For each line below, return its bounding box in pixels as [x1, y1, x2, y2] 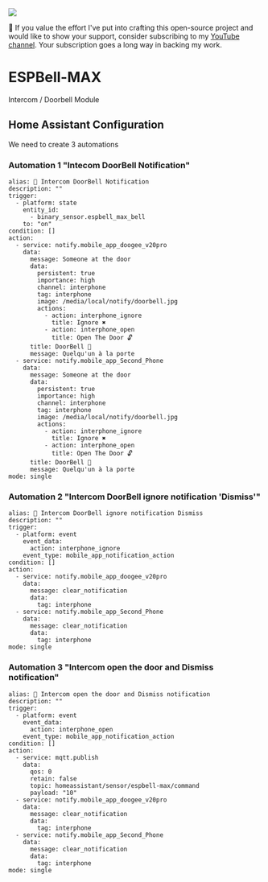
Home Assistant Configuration [8, 118, 165, 132]
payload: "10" [29, 789, 78, 797]
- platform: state [15, 199, 78, 208]
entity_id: [23, 206, 60, 214]
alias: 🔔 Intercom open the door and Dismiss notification [8, 690, 211, 699]
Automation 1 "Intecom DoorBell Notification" [8, 159, 191, 171]
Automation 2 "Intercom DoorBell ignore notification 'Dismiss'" [8, 491, 262, 502]
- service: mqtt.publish [15, 753, 99, 761]
